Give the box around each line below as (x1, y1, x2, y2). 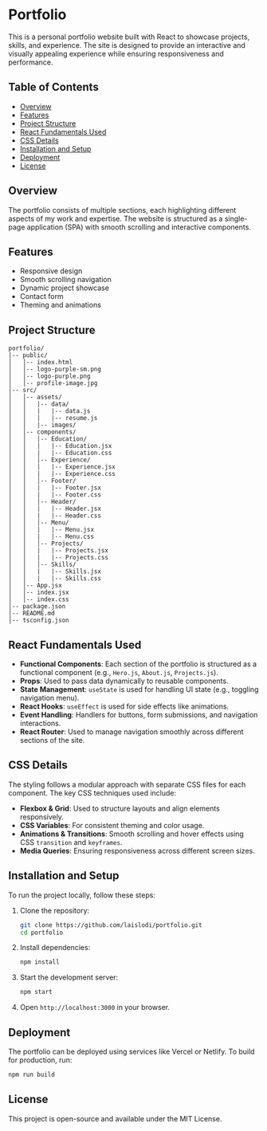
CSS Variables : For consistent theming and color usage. (19, 820, 205, 830)
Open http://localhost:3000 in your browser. (19, 1003, 170, 1012)
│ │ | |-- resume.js (8, 414, 98, 422)
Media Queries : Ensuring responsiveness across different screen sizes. (19, 846, 255, 855)
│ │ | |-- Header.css (8, 512, 102, 520)
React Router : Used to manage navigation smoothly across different (19, 727, 245, 736)
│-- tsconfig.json (8, 616, 69, 625)
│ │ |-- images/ (8, 421, 77, 430)
